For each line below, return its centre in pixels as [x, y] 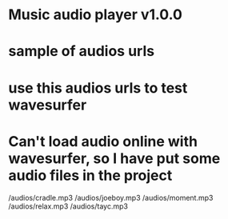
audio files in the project [90, 175]
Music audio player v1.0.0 [95, 15]
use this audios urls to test [98, 88]
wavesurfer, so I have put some [114, 158]
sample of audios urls [81, 52]
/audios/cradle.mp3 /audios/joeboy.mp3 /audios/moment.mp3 [111, 197]
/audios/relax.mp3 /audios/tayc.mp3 [68, 206]
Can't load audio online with [103, 141]
